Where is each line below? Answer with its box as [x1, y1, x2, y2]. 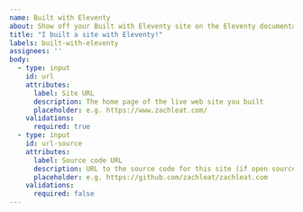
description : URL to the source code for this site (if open [32, 164, 269, 173]
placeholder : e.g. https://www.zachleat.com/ [32, 106, 207, 115]
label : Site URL [32, 88, 95, 97]
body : [9, 55, 30, 64]
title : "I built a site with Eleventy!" [9, 30, 164, 39]
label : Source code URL [32, 155, 124, 165]
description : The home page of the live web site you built [32, 97, 264, 106]
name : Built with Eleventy [9, 13, 111, 23]
